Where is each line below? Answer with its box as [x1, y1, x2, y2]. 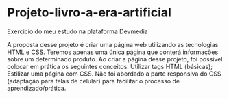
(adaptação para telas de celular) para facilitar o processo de [7, 76, 180, 85]
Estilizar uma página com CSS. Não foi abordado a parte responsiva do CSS [7, 70, 221, 78]
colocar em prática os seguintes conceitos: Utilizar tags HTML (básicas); [7, 62, 213, 70]
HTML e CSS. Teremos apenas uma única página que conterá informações [7, 48, 219, 56]
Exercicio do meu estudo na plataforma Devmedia [7, 27, 149, 36]
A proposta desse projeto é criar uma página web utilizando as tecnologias [7, 40, 219, 48]
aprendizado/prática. [7, 84, 67, 92]
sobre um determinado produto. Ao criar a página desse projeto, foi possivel [7, 55, 223, 63]
